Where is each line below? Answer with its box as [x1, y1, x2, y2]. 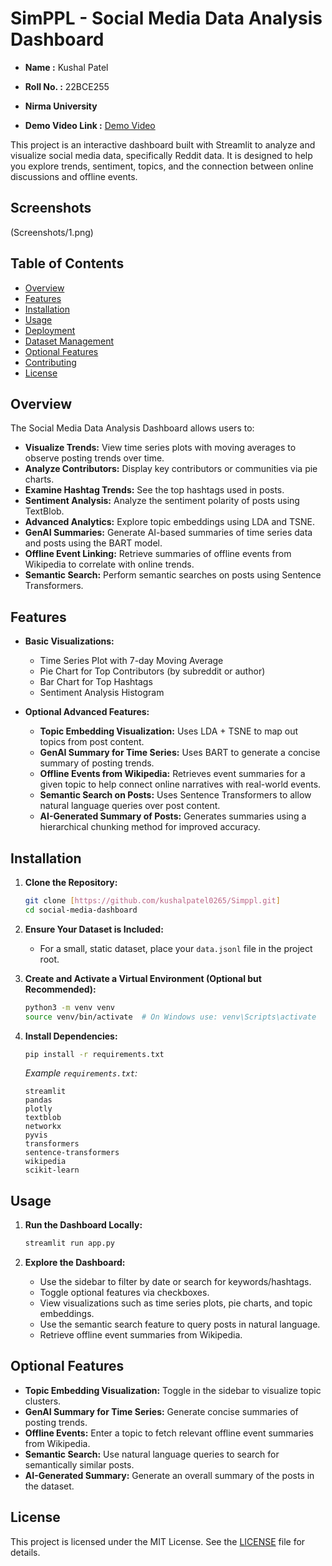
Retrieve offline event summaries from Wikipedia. [39, 1329, 243, 1341]
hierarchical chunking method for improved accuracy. [39, 821, 261, 833]
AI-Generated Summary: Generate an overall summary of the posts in [24, 1469, 315, 1481]
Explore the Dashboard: [24, 1257, 126, 1269]
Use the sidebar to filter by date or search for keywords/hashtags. [39, 1276, 312, 1288]
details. [10, 1546, 41, 1558]
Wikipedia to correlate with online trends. [24, 558, 195, 571]
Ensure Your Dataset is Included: [24, 923, 164, 935]
